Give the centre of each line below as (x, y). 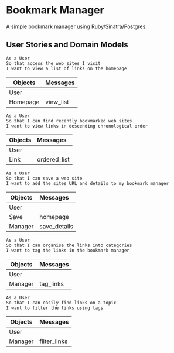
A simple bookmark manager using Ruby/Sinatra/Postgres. (77, 26)
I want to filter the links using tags (55, 308)
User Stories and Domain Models (67, 45)
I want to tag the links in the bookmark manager (68, 250)
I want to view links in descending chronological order (77, 126)
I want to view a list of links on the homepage (66, 68)
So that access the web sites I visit (53, 63)
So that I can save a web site (44, 178)
